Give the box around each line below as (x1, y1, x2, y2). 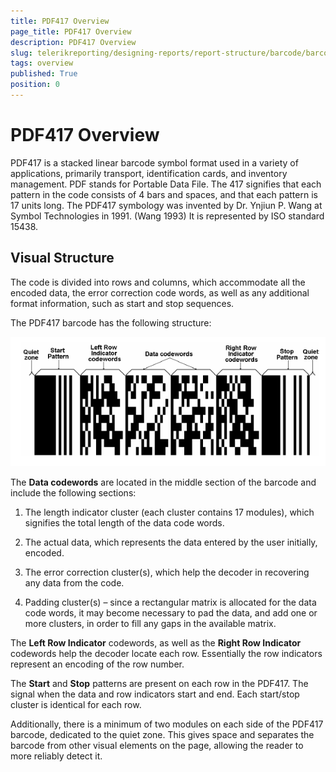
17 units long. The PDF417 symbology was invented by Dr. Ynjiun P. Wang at (10, 199, 323, 211)
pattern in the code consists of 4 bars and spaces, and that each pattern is (10, 188, 318, 200)
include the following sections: (10, 487, 137, 499)
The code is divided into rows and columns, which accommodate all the (10, 276, 306, 288)
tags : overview (10, 58, 74, 69)
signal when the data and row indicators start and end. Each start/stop (10, 688, 300, 700)
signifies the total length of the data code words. (24, 517, 225, 529)
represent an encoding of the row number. (10, 658, 185, 670)
